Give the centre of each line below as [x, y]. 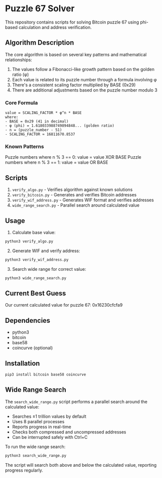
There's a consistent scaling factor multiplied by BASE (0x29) [74, 85]
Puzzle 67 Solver [40, 9]
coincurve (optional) [32, 348]
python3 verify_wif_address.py [37, 260]
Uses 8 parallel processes [38, 421]
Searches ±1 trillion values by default [49, 416]
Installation [22, 363]
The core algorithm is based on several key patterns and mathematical [76, 54]
